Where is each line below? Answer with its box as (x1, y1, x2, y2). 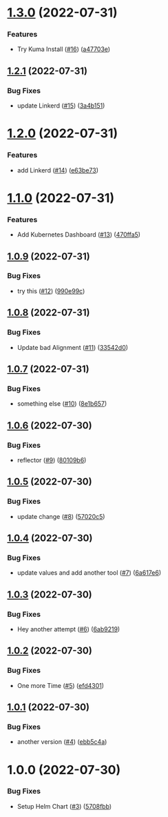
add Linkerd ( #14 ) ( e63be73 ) (17, 166, 98, 174)
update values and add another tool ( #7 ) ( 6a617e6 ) (17, 569, 162, 577)
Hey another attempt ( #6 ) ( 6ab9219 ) (17, 624, 120, 633)
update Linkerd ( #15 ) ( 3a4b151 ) (17, 101, 105, 110)
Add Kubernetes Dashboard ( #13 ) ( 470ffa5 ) (17, 230, 141, 239)
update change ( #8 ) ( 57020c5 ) (17, 512, 105, 520)
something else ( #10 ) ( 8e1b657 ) (17, 400, 107, 408)
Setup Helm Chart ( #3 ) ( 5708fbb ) (17, 802, 112, 810)
